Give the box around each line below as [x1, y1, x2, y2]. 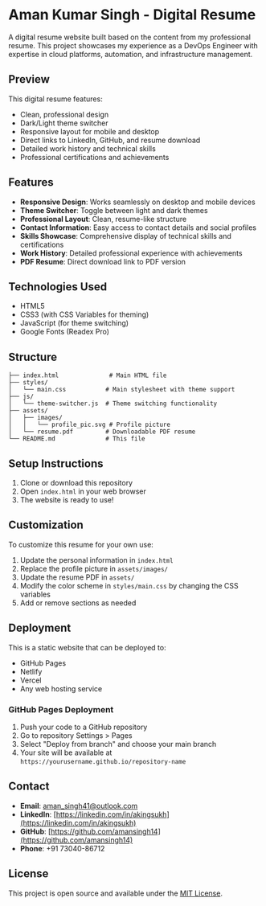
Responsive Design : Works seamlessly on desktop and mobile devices [19, 197, 256, 207]
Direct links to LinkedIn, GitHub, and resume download [19, 135, 201, 145]
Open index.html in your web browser [19, 486, 146, 496]
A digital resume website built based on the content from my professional [8, 32, 252, 42]
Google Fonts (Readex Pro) [19, 327, 110, 337]
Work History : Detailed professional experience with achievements [19, 248, 243, 258]
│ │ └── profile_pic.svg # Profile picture [8, 420, 171, 429]
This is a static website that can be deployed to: [8, 642, 166, 652]
